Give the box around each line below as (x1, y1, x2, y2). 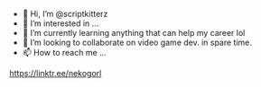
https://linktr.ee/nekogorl (9, 68, 102, 78)
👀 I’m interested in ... (22, 18, 99, 29)
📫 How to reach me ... (22, 48, 107, 57)
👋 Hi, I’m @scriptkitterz (22, 9, 108, 19)
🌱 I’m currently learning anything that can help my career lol (22, 28, 246, 38)
